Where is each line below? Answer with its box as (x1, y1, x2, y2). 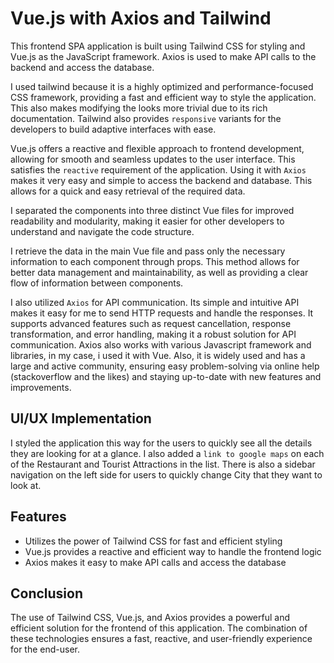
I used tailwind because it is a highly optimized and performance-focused (10, 80, 314, 92)
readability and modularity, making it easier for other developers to (10, 215, 285, 227)
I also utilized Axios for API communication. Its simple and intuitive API (10, 296, 300, 308)
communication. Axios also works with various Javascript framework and (10, 338, 312, 351)
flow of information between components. (10, 277, 184, 289)
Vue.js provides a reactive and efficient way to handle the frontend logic (24, 545, 322, 557)
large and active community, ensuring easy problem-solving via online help (10, 360, 320, 372)
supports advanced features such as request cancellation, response (10, 317, 292, 329)
